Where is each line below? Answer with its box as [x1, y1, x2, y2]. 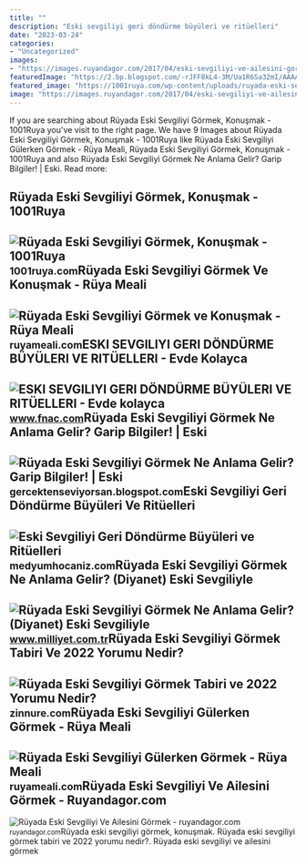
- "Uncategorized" [9, 47, 79, 56]
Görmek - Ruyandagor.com [9, 793, 167, 809]
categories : [9, 38, 55, 48]
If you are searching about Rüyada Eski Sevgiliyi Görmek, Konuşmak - [9, 115, 271, 126]
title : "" [9, 13, 47, 23]
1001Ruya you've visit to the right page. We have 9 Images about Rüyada [9, 124, 282, 135]
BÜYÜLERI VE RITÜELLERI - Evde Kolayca [9, 351, 248, 366]
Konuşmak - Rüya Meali [9, 277, 148, 292]
